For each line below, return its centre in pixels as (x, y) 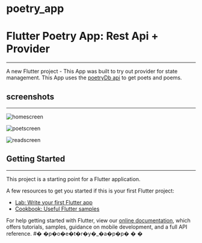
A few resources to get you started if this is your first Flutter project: (90, 191)
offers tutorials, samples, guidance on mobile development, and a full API (97, 227)
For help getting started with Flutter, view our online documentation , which (99, 220)
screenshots (30, 97)
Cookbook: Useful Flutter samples (57, 209)
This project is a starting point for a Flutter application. (73, 179)
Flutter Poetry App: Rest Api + (82, 36)
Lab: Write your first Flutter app (54, 202)
